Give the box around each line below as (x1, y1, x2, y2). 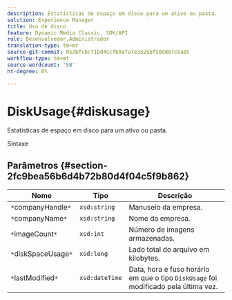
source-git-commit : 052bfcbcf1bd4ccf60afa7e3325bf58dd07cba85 (7, 49, 190, 56)
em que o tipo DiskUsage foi (128, 273, 217, 283)
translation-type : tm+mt (7, 42, 79, 49)
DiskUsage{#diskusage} (7, 103, 151, 119)
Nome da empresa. (128, 214, 191, 223)
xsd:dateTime (79, 274, 122, 282)
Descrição (157, 191, 193, 201)
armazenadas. (128, 234, 175, 243)
